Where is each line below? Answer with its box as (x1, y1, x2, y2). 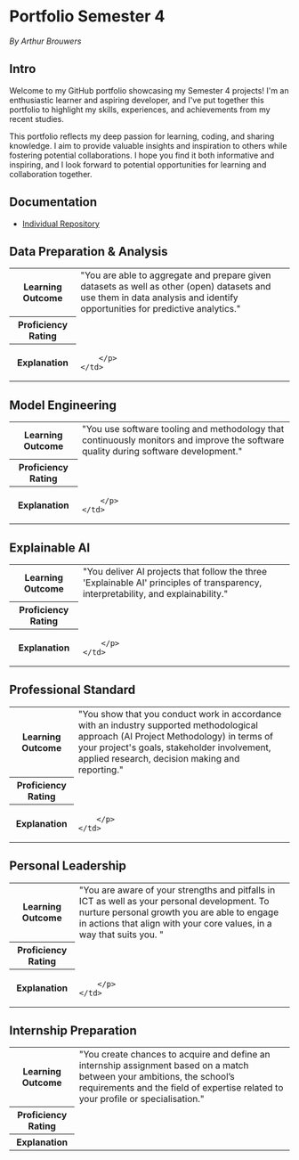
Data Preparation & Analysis (9, 243, 168, 259)
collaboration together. (9, 168, 93, 179)
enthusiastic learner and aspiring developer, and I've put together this (9, 94, 264, 105)
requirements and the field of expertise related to (78, 1082, 284, 1094)
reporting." (78, 764, 124, 776)
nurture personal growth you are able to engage (78, 906, 279, 919)
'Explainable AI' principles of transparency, (83, 576, 263, 589)
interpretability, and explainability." (83, 588, 229, 600)
